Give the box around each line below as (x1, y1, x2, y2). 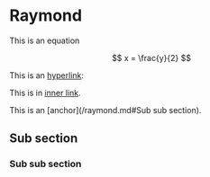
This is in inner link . (9, 87, 81, 98)
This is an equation (9, 35, 80, 46)
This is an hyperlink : (9, 69, 84, 81)
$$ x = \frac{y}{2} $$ (111, 52, 192, 63)
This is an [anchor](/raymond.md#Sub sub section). (9, 104, 202, 115)
